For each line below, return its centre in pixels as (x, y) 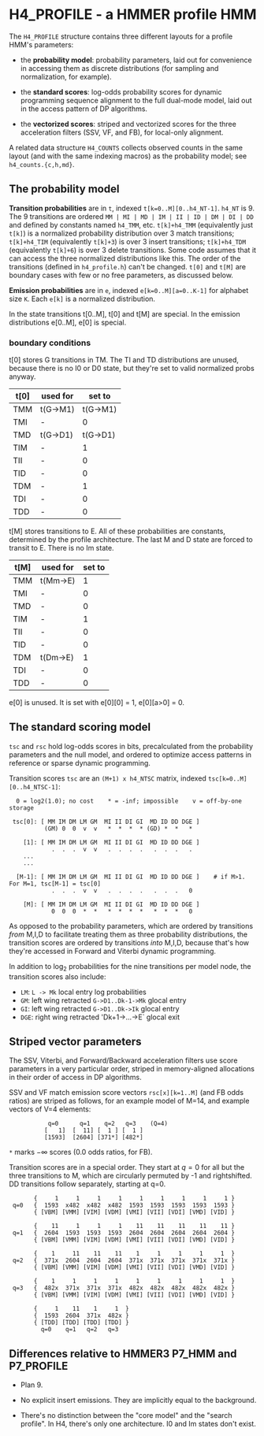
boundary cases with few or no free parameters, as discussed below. (121, 275)
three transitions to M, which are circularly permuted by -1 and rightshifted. (131, 1176)
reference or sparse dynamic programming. (80, 763)
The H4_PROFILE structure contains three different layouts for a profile (121, 36)
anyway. (22, 377)
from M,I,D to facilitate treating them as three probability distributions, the (128, 934)
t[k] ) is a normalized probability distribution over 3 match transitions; (122, 233)
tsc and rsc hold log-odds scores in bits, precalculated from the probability (131, 746)
